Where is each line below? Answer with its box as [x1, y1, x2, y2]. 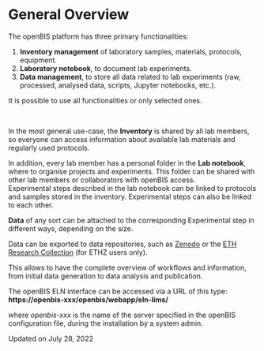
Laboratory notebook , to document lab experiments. [19, 63, 192, 73]
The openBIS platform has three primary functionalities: [8, 32, 189, 41]
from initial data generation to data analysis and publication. [8, 271, 203, 281]
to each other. [8, 200, 54, 210]
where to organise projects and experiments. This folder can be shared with [8, 166, 255, 176]
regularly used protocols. [8, 143, 90, 152]
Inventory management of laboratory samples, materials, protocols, [19, 47, 243, 56]
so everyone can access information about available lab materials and [8, 134, 236, 144]
